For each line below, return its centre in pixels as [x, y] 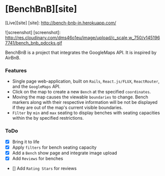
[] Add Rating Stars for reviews [44, 168]
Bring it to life [26, 141]
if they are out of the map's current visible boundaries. [67, 108]
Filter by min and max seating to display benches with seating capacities [86, 113]
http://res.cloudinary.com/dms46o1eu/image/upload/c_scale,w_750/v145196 [82, 38]
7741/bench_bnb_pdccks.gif [34, 43]
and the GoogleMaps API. [36, 87]
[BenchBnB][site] [41, 9]
